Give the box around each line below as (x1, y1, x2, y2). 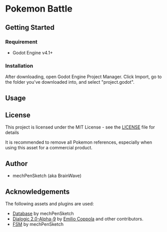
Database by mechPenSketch (12, 210, 74, 216)
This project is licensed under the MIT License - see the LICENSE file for (5, 124, 155, 130)
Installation (5, 62, 34, 69)
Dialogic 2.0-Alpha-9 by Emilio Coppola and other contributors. (12, 216, 144, 222)
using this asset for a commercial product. (5, 145, 93, 151)
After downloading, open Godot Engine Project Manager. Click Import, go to (5, 74, 162, 80)
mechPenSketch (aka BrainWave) (12, 172, 82, 179)
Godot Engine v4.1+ (12, 49, 53, 55)
